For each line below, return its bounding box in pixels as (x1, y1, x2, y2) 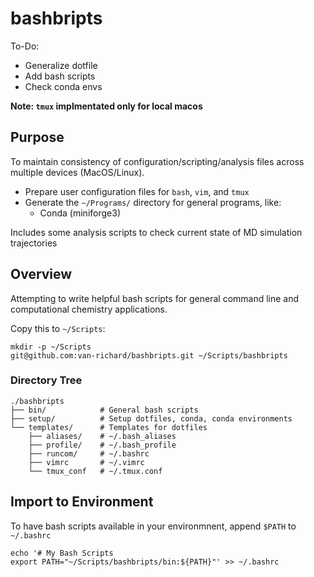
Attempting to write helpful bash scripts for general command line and (10, 292, 300, 304)
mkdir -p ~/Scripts (10, 342, 92, 352)
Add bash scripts (24, 70, 96, 82)
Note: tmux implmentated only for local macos (10, 100, 203, 112)
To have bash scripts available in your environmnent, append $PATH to (10, 520, 297, 532)
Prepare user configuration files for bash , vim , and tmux (24, 185, 250, 197)
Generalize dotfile (24, 59, 98, 71)
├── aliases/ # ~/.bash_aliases (28, 431, 177, 441)
